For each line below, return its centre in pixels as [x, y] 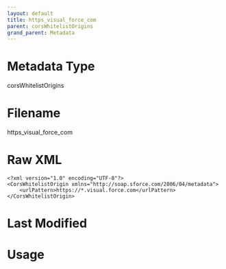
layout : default [30, 13]
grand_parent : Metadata [41, 33]
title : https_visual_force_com [52, 20]
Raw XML [35, 160]
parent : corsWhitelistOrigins [50, 26]
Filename [34, 113]
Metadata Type [51, 67]
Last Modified [47, 223]
